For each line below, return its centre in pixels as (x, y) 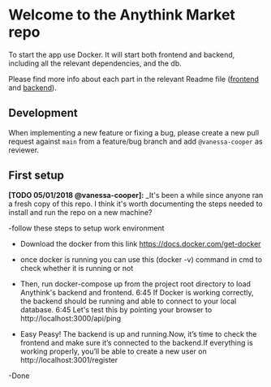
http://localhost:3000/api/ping (71, 318)
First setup (37, 176)
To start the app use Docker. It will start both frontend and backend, (122, 54)
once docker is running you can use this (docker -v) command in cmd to (141, 259)
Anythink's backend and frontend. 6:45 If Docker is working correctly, (137, 292)
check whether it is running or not (77, 268)
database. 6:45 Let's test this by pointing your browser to (116, 309)
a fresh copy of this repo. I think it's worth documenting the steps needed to (135, 204)
